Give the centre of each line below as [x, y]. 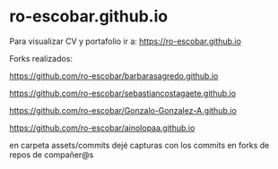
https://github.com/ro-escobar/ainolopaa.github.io [102, 128]
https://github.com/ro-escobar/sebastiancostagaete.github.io [122, 93]
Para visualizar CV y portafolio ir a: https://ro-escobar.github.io [126, 41]
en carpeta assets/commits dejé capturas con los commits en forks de [139, 145]
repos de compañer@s [52, 155]
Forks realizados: [41, 58]
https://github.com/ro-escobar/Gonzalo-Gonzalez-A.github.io [123, 110]
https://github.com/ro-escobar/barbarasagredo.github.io [114, 76]
